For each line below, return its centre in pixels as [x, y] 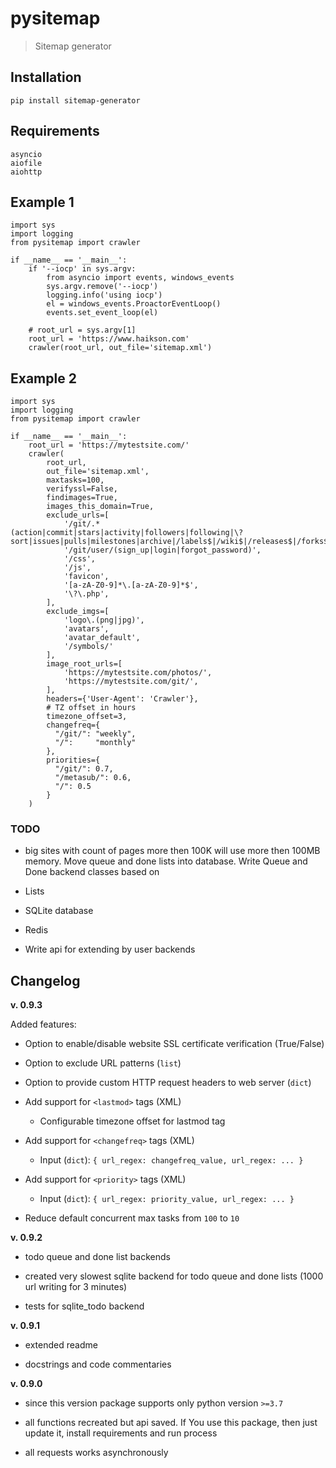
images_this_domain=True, [100, 507]
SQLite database [59, 911]
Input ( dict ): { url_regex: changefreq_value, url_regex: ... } [171, 1160]
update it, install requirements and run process [121, 1433]
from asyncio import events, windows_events [140, 278]
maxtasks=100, [75, 480]
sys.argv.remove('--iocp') [102, 287]
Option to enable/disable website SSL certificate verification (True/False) [174, 1044]
